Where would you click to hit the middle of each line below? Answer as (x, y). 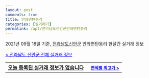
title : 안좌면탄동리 (24, 19)
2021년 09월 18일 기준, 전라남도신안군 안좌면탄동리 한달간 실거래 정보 (74, 44)
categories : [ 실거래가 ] (29, 24)
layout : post (19, 10)
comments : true (21, 15)
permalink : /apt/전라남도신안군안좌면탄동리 (46, 29)
